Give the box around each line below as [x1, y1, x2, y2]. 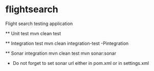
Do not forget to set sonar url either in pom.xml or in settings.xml [12, 60, 149, 66]
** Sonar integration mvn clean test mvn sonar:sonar [5, 50, 117, 56]
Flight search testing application [5, 20, 73, 27]
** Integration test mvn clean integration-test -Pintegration [5, 40, 129, 46]
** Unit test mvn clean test [5, 30, 61, 36]
